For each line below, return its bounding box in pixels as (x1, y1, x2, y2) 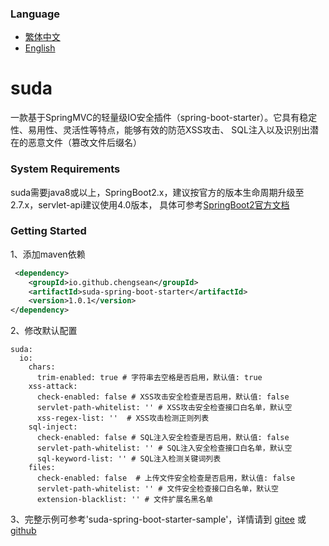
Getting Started (10, 224, 87, 238)
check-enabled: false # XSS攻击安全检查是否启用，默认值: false (36, 392, 290, 402)
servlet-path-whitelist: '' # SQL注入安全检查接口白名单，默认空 (36, 443, 293, 454)
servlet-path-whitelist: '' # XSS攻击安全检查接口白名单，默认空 (36, 403, 293, 413)
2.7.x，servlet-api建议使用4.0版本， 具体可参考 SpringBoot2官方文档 (10, 198, 290, 211)
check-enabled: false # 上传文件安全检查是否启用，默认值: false (36, 473, 296, 484)
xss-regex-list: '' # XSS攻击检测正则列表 (36, 413, 210, 424)
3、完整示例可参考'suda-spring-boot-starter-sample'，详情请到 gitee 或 (10, 513, 307, 526)
